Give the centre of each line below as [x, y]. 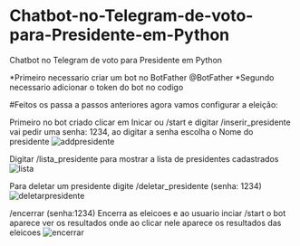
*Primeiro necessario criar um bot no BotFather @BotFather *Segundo [142, 77]
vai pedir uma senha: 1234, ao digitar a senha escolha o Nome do [131, 131]
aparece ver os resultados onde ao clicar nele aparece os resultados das [145, 222]
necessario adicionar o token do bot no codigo [97, 87]
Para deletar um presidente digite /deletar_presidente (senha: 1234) [136, 185]
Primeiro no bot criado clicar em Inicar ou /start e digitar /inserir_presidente [150, 122]
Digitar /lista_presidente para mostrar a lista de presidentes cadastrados [144, 158]
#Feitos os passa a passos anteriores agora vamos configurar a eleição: [144, 104]
